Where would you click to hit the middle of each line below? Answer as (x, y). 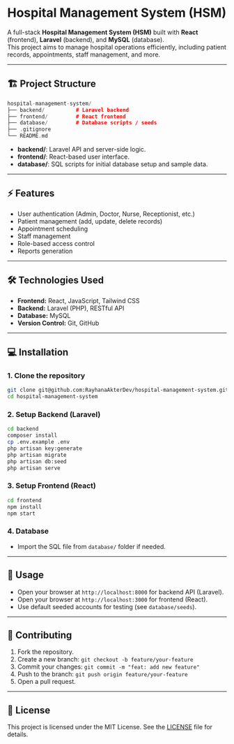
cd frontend (24, 500)
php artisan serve (34, 468)
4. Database (28, 531)
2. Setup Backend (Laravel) (54, 414)
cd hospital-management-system (53, 397)
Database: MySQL (44, 315)
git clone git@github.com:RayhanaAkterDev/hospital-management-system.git (118, 390)
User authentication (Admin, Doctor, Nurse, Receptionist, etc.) (106, 214)
